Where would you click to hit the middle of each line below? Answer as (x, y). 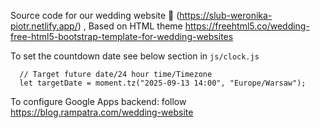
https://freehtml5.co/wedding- (247, 26)
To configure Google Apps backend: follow (98, 101)
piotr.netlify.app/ (44, 26)
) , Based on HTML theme (130, 26)
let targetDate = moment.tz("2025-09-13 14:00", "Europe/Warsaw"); (163, 83)
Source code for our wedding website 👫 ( (95, 15)
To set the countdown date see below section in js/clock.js (135, 56)
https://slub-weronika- (226, 15)
